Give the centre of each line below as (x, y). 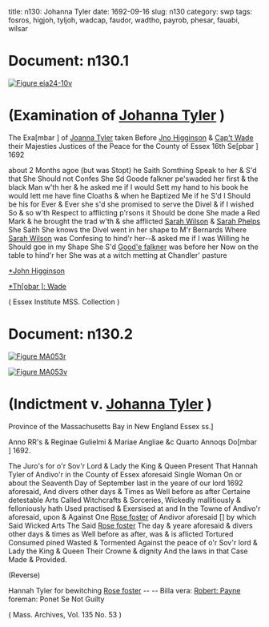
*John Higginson (37, 271)
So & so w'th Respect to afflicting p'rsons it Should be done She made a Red (134, 212)
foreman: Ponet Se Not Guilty (56, 599)
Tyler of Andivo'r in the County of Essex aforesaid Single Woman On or (125, 474)
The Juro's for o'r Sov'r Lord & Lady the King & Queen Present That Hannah (133, 466)
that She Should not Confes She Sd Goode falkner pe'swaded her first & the (133, 179)
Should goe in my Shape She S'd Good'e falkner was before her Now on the (133, 247)
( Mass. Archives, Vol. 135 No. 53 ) (65, 614)
